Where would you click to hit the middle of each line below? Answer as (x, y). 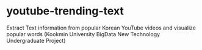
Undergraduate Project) (36, 40)
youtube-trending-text (65, 11)
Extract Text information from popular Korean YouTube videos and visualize (101, 28)
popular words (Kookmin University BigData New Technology (83, 34)
